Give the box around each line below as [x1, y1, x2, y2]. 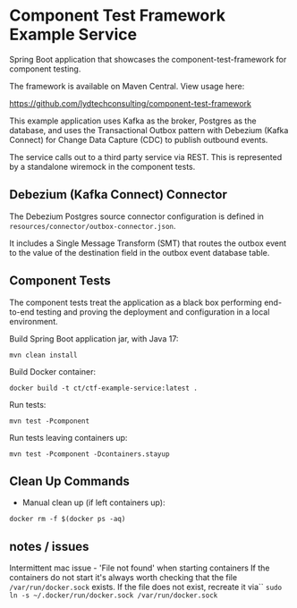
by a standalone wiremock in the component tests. [9, 161, 196, 172]
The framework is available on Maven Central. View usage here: [9, 80, 245, 91]
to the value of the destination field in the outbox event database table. [9, 247, 270, 258]
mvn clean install [9, 350, 78, 359]
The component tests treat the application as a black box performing [9, 297, 262, 308]
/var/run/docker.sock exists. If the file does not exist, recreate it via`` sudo [9, 582, 283, 593]
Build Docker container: [9, 366, 97, 376]
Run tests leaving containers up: [9, 432, 128, 443]
